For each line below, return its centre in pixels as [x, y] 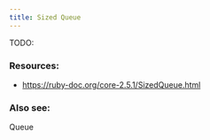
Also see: [30, 107]
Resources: [34, 66]
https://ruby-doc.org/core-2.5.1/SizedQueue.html [111, 84]
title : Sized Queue [45, 17]
